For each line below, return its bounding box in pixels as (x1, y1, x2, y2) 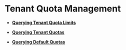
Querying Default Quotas (11, 38, 65, 45)
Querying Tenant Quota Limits (11, 19, 76, 25)
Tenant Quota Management (4, 3, 121, 14)
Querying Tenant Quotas (11, 29, 64, 35)
